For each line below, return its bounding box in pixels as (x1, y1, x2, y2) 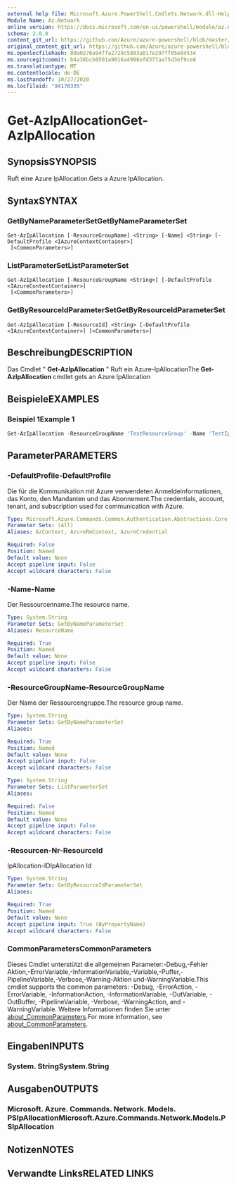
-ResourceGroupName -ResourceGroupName (7, 682, 165, 692)
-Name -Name (7, 584, 55, 594)
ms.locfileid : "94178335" (7, 82, 83, 90)
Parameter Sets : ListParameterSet (7, 784, 109, 791)
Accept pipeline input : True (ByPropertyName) (7, 920, 146, 927)
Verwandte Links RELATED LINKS (7, 1168, 155, 1180)
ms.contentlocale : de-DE (7, 69, 80, 76)
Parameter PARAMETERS (7, 450, 118, 462)
